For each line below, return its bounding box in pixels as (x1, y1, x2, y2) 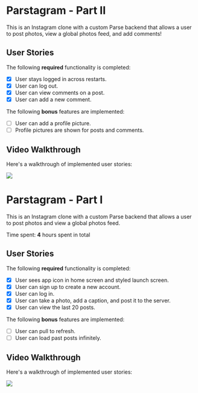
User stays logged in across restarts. (14, 75, 107, 82)
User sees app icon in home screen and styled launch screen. (14, 276, 169, 284)
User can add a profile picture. (14, 120, 92, 127)
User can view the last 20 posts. (14, 304, 95, 311)
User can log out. (14, 82, 59, 89)
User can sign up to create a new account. (14, 283, 121, 290)
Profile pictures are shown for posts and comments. (14, 126, 144, 134)
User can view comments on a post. (14, 89, 105, 96)
